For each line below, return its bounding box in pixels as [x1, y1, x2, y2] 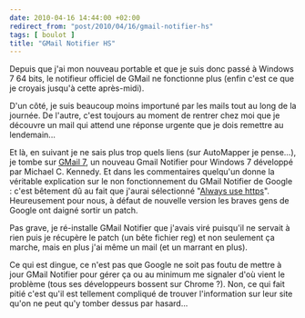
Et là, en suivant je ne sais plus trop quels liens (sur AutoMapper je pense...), [9, 147, 297, 158]
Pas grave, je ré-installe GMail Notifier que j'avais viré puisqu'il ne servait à [9, 223, 290, 234]
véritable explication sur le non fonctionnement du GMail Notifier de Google [9, 176, 293, 187]
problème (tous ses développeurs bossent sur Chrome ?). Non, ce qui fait [9, 279, 285, 290]
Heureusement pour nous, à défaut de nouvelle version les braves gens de [9, 195, 290, 206]
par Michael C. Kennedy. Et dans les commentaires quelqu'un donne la [9, 166, 275, 177]
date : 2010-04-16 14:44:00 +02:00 [9, 13, 141, 23]
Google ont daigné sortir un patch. [9, 205, 138, 216]
